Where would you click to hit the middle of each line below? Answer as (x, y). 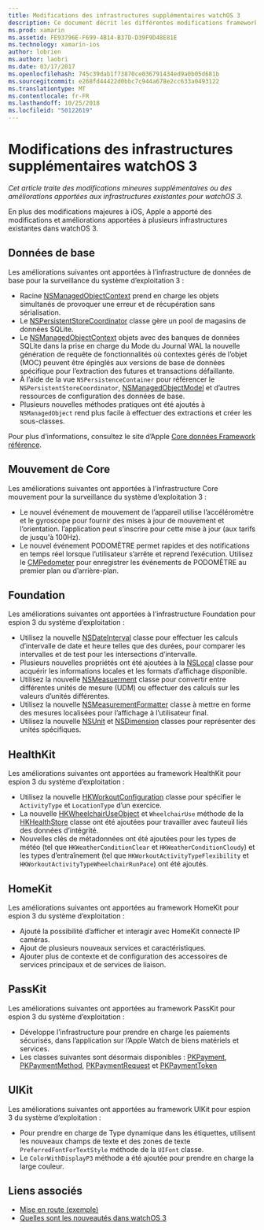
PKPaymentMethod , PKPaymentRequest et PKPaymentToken (118, 1065)
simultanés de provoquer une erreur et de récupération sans (117, 304)
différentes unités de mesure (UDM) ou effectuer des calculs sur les (129, 688)
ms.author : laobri (38, 60)
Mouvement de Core (59, 469)
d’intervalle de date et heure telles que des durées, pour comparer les (132, 646)
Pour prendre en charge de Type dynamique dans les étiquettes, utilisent (137, 1132)
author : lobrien (35, 52)
